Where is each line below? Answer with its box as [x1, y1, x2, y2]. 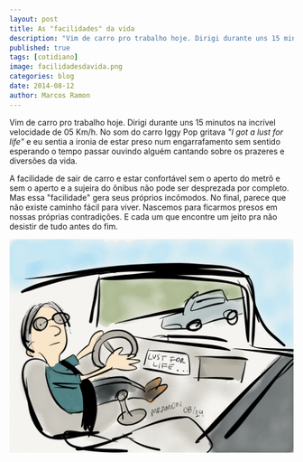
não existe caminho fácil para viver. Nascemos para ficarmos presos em [9, 202, 278, 212]
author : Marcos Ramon [9, 90, 91, 99]
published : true [9, 43, 70, 52]
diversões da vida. [9, 155, 78, 166]
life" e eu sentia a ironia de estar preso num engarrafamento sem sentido [9, 136, 281, 146]
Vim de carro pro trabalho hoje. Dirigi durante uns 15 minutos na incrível [9, 117, 277, 127]
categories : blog [9, 72, 75, 81]
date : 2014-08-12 [9, 81, 75, 90]
